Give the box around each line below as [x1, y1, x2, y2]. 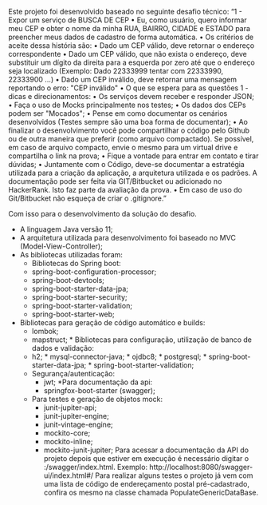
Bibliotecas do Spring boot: [31, 259, 121, 268]
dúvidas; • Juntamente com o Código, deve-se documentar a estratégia [8, 160, 245, 169]
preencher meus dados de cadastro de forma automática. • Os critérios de [8, 32, 253, 42]
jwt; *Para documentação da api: [43, 377, 153, 387]
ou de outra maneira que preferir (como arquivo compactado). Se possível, [8, 134, 254, 143]
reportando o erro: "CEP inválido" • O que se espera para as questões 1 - [8, 83, 249, 93]
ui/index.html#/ [43, 471, 94, 480]
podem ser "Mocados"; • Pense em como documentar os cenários [8, 109, 228, 118]
